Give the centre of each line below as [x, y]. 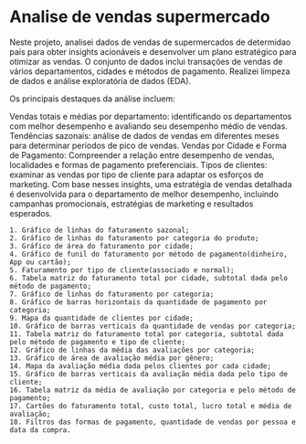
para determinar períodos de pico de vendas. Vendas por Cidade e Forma [148, 145]
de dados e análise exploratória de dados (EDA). [100, 80]
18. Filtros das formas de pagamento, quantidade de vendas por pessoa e [153, 422]
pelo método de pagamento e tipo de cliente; [97, 342]
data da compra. [40, 430]
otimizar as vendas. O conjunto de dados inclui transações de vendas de [146, 61]
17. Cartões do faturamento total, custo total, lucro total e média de [151, 406]
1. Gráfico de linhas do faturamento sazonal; [100, 230]
